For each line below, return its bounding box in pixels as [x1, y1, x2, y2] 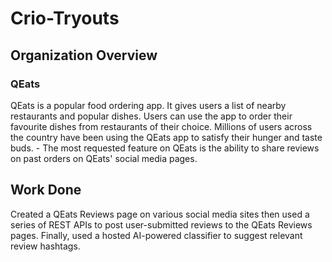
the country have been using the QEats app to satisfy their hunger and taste [10, 131, 323, 143]
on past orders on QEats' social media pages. [10, 152, 198, 164]
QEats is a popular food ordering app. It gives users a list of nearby [10, 99, 287, 111]
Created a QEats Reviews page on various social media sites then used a [10, 208, 310, 220]
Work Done [10, 182, 82, 199]
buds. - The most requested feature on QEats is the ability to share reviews [10, 142, 320, 154]
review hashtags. [10, 240, 81, 252]
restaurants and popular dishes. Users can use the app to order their [10, 110, 293, 122]
